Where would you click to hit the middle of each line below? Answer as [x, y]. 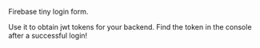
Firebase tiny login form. [48, 12]
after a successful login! [48, 36]
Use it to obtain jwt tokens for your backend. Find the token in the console [130, 27]
